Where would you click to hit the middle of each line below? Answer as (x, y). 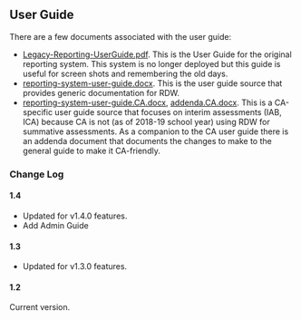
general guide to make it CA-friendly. (91, 150)
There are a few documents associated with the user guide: (121, 36)
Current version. (40, 307)
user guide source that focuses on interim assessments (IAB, (168, 112)
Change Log (37, 174)
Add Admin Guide (55, 225)
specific (37, 112)
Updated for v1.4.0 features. (75, 216)
